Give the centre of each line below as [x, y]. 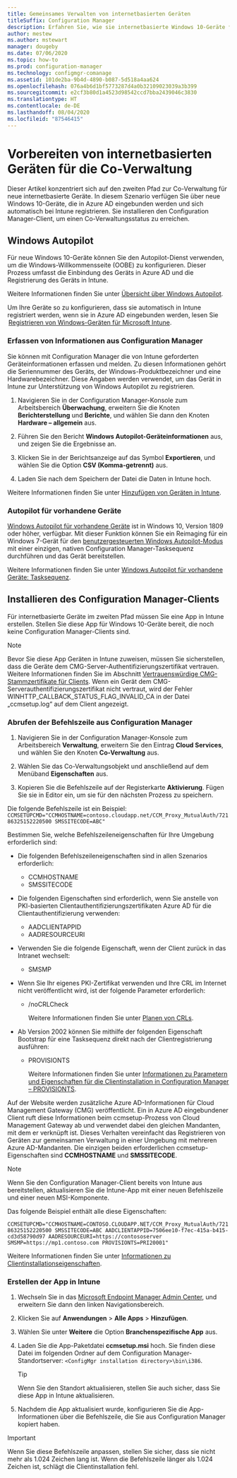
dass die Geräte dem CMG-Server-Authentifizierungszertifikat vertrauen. [113, 666]
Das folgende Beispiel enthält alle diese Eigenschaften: [87, 1212]
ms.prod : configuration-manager [55, 66]
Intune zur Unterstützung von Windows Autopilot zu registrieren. [101, 386]
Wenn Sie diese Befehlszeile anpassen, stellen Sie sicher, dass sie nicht [111, 1452]
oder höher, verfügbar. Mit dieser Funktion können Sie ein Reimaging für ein [117, 533]
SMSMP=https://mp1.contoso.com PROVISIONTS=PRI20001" [88, 1243]
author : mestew [30, 34]
